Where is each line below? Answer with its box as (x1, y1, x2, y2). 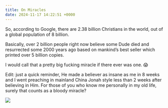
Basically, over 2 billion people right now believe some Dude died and (5, 41, 149, 47)
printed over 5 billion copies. (5, 51, 64, 58)
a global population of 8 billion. (5, 31, 69, 37)
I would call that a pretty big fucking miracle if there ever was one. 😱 (5, 62, 148, 68)
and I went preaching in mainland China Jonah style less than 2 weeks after (5, 77, 162, 83)
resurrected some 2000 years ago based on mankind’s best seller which (5, 46, 155, 52)
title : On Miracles (5, 7, 46, 13)
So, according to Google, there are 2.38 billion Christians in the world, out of (5, 26, 163, 32)
